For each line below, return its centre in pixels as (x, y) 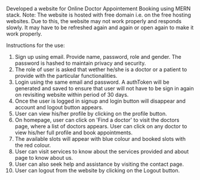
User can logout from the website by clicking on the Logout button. (97, 170)
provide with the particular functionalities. (66, 76)
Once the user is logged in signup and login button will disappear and (100, 101)
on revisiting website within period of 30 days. (72, 95)
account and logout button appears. (59, 107)
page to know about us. (44, 158)
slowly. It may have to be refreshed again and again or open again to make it (100, 27)
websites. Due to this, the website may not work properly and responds (94, 21)
